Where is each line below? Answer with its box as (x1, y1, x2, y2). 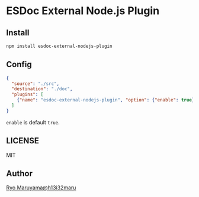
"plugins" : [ (11, 91, 44, 98)
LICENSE (6, 136, 40, 146)
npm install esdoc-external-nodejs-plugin (6, 43, 113, 49)
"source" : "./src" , (11, 81, 60, 87)
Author (6, 169, 33, 179)
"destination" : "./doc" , (11, 86, 73, 92)
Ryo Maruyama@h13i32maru (6, 184, 76, 191)
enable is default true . (6, 119, 60, 126)
